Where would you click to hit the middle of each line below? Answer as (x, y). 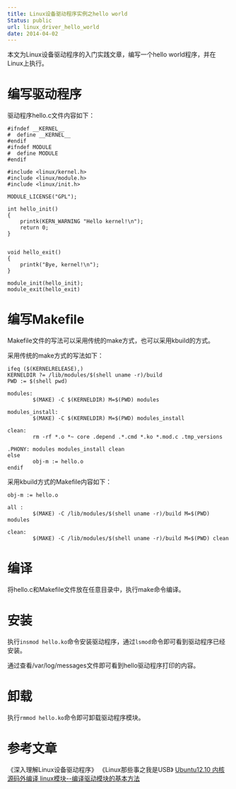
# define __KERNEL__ (39, 135)
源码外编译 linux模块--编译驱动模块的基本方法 (73, 778)
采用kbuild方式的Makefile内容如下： (60, 482)
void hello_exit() (34, 253)
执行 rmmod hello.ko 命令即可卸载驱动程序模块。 (76, 717)
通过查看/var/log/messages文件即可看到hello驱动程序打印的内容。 (104, 665)
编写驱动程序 (45, 94)
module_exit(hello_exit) (44, 290)
